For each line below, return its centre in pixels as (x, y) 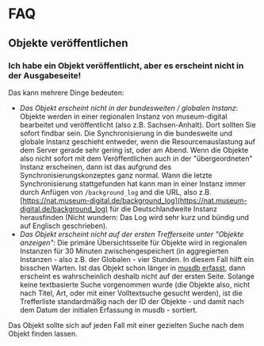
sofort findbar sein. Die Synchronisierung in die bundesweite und (126, 133)
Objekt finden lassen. (43, 333)
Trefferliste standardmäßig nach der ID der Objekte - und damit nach (132, 301)
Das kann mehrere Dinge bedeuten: (66, 93)
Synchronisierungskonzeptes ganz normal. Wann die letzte (116, 175)
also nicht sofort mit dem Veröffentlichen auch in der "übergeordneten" (136, 158)
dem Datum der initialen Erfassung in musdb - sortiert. (109, 310)
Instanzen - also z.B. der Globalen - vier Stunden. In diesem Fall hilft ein (137, 259)
